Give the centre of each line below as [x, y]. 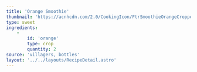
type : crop [40, 44]
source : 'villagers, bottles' [43, 55]
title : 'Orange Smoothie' [38, 11]
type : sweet [21, 22]
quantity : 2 [42, 49]
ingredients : [22, 28]
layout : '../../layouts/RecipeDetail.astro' [61, 60]
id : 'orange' [43, 38]
